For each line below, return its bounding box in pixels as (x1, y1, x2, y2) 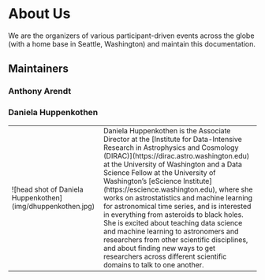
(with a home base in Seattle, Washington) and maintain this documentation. (8, 39, 256, 48)
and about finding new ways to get (103, 244, 215, 253)
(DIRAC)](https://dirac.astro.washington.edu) (103, 151, 250, 161)
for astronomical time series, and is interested (103, 202, 252, 211)
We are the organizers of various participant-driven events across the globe (8, 31, 255, 40)
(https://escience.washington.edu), (103, 185, 218, 194)
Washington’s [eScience (103, 177, 182, 186)
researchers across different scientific (103, 252, 227, 261)
